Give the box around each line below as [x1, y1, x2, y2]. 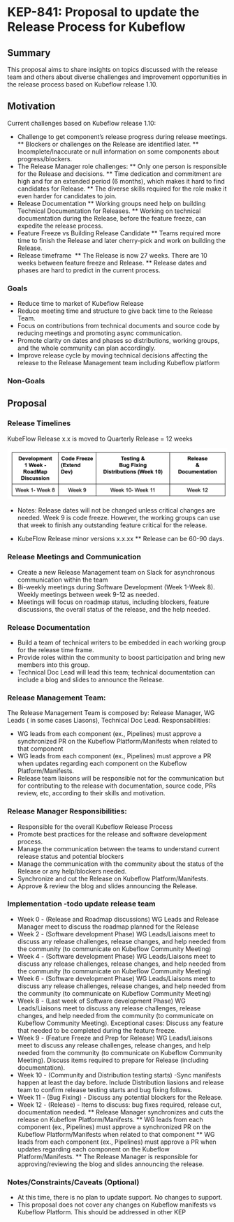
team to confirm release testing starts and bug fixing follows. [17, 1085, 193, 1094]
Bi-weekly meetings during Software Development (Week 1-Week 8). [17, 582, 215, 591]
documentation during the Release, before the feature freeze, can [17, 214, 207, 222]
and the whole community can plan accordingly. [17, 344, 156, 353]
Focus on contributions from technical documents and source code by [17, 322, 220, 330]
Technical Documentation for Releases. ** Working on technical [17, 207, 201, 215]
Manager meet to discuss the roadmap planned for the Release [17, 922, 199, 931]
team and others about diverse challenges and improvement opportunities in [7, 73, 228, 81]
